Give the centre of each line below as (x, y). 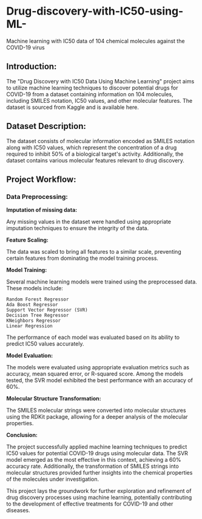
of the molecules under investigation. (53, 479)
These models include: (35, 288)
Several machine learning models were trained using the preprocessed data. (102, 282)
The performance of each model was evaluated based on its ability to (93, 337)
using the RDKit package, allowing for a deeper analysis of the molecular (97, 417)
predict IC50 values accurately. (45, 344)
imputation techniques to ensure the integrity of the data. (78, 228)
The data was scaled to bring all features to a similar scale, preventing (94, 252)
